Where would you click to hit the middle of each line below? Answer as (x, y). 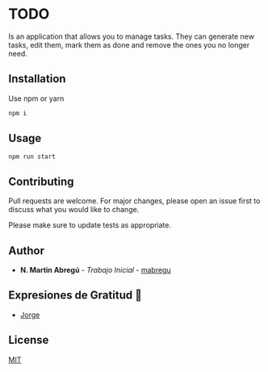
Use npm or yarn (36, 98)
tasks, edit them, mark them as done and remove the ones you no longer (129, 44)
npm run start (32, 157)
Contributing (41, 181)
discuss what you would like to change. (74, 210)
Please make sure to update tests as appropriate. (90, 225)
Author (26, 251)
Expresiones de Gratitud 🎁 (75, 295)
